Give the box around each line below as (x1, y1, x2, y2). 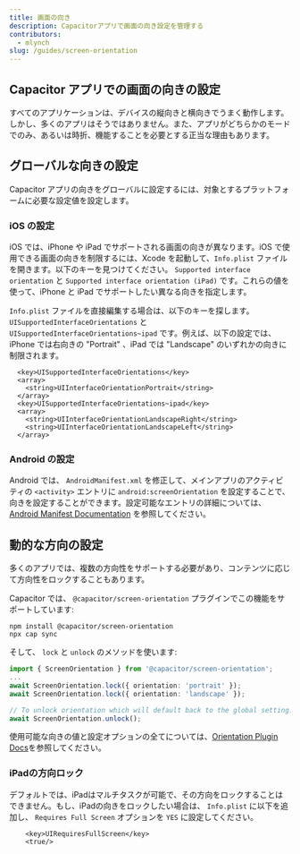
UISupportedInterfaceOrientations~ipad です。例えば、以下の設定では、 (9, 328, 277, 338)
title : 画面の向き (9, 13, 71, 22)
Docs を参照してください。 (9, 742, 107, 753)
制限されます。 (9, 350, 64, 361)
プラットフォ (242, 184, 290, 194)
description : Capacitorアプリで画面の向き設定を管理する (9, 21, 204, 30)
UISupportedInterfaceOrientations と (9, 317, 148, 328)
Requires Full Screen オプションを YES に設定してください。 (34, 811, 259, 822)
